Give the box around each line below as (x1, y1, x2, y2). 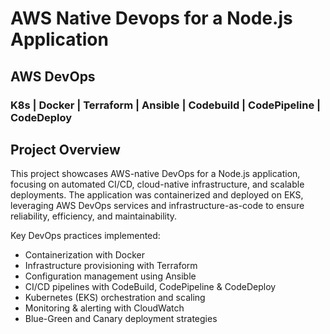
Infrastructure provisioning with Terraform (24, 260, 198, 272)
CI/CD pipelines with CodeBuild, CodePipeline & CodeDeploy (24, 281, 277, 293)
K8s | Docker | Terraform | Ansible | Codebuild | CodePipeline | (10, 98, 322, 112)
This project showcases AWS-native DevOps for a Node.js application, (10, 168, 301, 180)
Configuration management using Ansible (24, 270, 197, 282)
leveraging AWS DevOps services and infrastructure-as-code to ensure (10, 200, 305, 212)
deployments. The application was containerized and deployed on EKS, (10, 189, 304, 201)
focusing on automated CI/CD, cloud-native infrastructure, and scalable (10, 178, 305, 191)
